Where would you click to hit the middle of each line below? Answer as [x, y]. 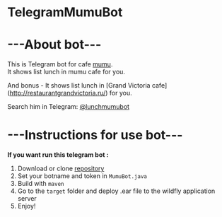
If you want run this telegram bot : [58, 155]
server [27, 199]
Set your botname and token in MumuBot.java [82, 176]
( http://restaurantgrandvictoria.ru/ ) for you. [70, 93]
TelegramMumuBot [65, 12]
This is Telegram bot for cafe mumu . [60, 64]
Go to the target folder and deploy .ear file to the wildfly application [116, 191]
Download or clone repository [61, 169]
